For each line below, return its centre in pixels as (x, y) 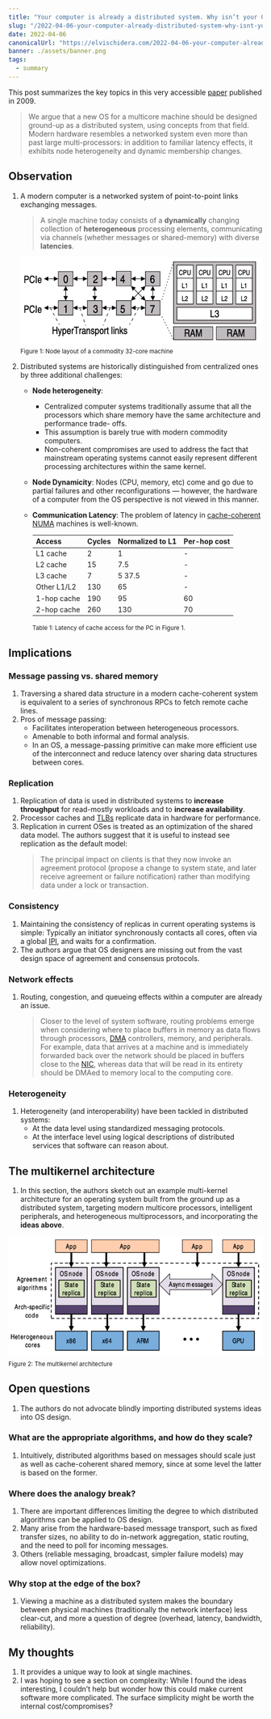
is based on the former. (59, 1472)
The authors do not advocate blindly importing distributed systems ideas (141, 1408)
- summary (32, 69)
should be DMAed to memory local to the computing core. (137, 1073)
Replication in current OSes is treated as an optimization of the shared (136, 827)
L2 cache (51, 564)
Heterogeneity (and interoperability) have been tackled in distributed (134, 1111)
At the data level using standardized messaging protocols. (129, 1128)
